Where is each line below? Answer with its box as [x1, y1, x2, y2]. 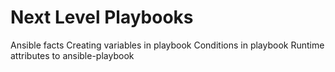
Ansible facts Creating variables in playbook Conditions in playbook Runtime [10, 39, 325, 51]
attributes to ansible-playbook [10, 49, 135, 61]
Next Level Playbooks [10, 6, 194, 29]
